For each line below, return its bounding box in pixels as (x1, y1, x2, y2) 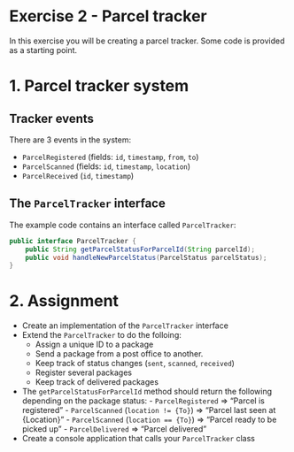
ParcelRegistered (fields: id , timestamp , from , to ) (21, 151, 199, 162)
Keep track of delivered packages (35, 377, 159, 387)
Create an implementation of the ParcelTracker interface (21, 320, 228, 331)
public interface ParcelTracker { (9, 236, 137, 245)
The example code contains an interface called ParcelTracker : (9, 219, 236, 230)
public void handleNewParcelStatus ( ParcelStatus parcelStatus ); (25, 253, 267, 262)
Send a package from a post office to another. (35, 349, 204, 359)
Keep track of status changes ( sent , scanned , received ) (35, 358, 235, 369)
